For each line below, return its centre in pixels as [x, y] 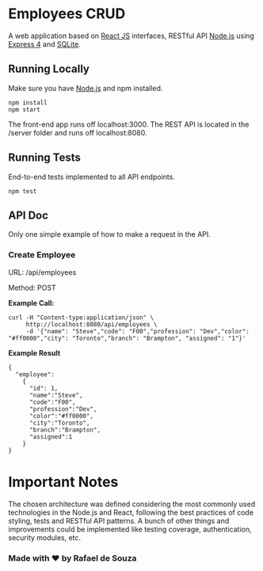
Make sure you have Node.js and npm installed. [86, 88]
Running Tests [44, 158]
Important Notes [63, 482]
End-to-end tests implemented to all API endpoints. [92, 177]
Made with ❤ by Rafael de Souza [72, 558]
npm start [25, 109]
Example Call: [31, 303]
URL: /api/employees [42, 272]
